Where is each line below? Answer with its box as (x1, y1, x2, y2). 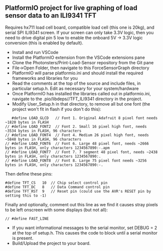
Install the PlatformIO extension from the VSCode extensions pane (12, 54, 145, 60)
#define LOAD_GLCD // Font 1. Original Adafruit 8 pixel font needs (11, 115, 158, 121)
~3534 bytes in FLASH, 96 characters (5, 128, 82, 133)
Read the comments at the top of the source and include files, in (12, 80, 141, 86)
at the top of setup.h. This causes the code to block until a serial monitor (12, 230, 158, 235)
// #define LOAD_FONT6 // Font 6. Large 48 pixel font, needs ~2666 (5, 141, 149, 146)
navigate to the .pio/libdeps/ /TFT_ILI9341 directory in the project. (12, 96, 143, 102)
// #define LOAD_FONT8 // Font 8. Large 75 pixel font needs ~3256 (5, 158, 147, 163)
